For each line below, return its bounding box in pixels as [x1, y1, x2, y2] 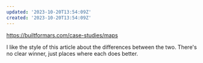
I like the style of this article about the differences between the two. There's [6, 43, 197, 51]
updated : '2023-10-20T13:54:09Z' [6, 9, 92, 15]
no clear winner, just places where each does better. [6, 50, 139, 57]
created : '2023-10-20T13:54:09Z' [6, 15, 92, 21]
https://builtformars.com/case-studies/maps [6, 31, 118, 39]
